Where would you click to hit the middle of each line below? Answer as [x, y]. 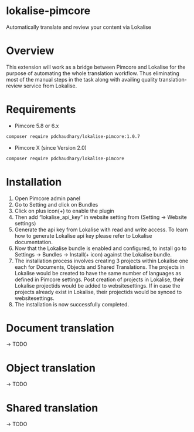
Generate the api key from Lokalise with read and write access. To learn [101, 230]
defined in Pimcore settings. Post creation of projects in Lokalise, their [99, 279]
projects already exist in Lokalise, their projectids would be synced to [98, 292]
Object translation [51, 368]
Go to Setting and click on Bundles [56, 204]
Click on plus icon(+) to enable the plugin [64, 211]
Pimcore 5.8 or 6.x [37, 126]
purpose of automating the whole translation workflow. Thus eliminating [93, 73]
